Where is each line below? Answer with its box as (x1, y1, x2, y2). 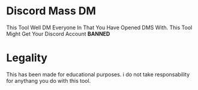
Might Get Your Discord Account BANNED (6, 30, 110, 37)
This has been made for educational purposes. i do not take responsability (6, 70, 190, 78)
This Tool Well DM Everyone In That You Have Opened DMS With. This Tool (6, 24, 193, 31)
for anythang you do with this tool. (6, 77, 91, 84)
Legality (6, 51, 48, 65)
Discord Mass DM (6, 4, 96, 18)
